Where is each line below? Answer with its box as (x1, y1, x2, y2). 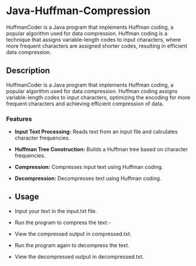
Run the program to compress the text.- (14, 219, 111, 226)
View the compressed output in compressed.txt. (14, 230, 132, 237)
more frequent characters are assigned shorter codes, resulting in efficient (6, 42, 187, 49)
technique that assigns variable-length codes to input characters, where (6, 36, 181, 43)
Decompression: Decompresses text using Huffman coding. (14, 175, 162, 182)
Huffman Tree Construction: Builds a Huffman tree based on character (14, 146, 188, 153)
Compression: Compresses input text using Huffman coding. (14, 164, 164, 171)
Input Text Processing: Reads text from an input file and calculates (14, 128, 178, 135)
